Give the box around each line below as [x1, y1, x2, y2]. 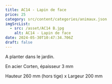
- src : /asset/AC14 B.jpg [10, 26, 65, 31]
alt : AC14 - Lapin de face [14, 30, 71, 35]
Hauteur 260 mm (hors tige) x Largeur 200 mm [5, 73, 103, 79]
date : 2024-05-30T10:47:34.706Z [5, 35, 73, 40]
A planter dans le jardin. [5, 53, 54, 59]
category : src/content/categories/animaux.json [5, 16, 107, 21]
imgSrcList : [5, 21, 30, 26]
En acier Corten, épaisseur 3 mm [5, 63, 74, 69]
